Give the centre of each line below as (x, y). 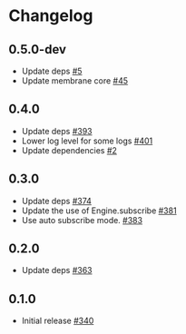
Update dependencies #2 (69, 150)
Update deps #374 (57, 201)
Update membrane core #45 (75, 81)
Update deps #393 (57, 131)
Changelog (51, 16)
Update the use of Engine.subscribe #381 (99, 211)
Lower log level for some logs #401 (87, 141)
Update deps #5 (52, 71)
